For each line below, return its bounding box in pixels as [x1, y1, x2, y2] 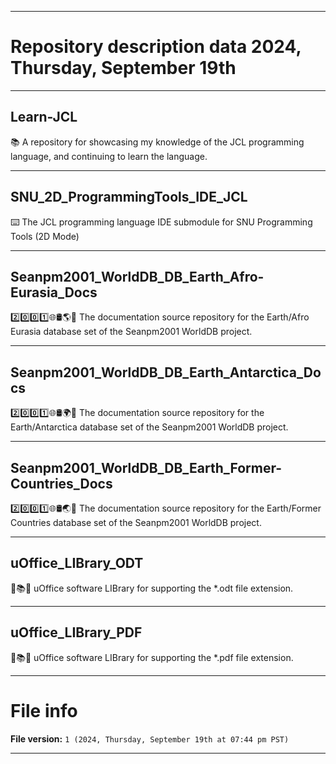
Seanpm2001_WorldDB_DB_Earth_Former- [10, 459, 283, 476]
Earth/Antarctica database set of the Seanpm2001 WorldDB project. [10, 421, 289, 433]
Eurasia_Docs [10, 284, 98, 301]
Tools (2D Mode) [10, 230, 80, 242]
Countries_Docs [10, 475, 113, 492]
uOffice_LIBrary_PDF [10, 624, 143, 641]
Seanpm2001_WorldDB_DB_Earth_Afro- [10, 268, 265, 285]
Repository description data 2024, [10, 36, 302, 58]
